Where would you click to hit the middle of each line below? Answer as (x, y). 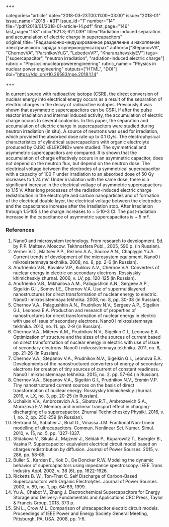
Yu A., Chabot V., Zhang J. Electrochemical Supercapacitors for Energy (87, 492)
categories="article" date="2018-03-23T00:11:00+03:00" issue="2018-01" (83, 15)
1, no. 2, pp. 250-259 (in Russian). (48, 417)
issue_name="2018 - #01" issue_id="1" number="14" (60, 21)
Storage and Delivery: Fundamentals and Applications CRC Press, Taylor (88, 498)
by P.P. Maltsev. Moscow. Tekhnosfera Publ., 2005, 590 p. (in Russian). (87, 246)
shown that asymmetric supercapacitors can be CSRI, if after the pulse (79, 110)
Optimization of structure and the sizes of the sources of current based (87, 337)
